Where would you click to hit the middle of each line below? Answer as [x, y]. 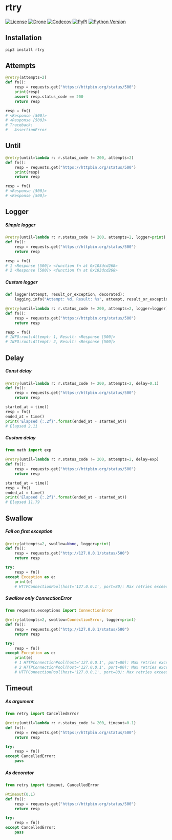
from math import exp [28, 450]
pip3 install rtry [25, 50]
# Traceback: [19, 125]
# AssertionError [26, 130]
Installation [24, 38]
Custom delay [20, 438]
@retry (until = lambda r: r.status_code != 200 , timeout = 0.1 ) [71, 723]
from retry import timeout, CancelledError [52, 785]
